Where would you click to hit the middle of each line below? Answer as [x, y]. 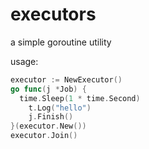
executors [53, 14]
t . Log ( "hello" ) [60, 108]
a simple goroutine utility [61, 42]
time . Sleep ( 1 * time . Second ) [80, 98]
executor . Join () [44, 136]
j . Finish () [51, 117]
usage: [24, 61]
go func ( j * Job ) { [48, 89]
